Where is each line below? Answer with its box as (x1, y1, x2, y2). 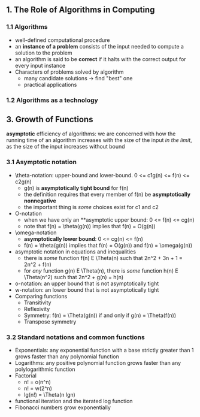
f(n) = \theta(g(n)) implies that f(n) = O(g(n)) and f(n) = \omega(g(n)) (23, 241, 193, 249)
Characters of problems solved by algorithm (14, 68, 124, 75)
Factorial (14, 372, 37, 379)
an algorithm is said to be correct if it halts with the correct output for (14, 55, 187, 62)
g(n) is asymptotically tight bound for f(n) (23, 184, 129, 191)
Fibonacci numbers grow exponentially (14, 404, 111, 411)
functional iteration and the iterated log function (14, 398, 133, 405)
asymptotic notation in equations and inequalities (14, 248, 137, 255)
